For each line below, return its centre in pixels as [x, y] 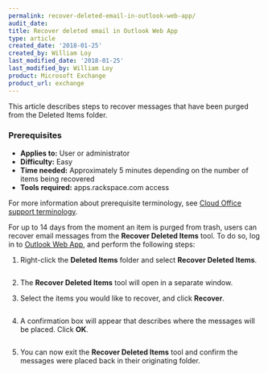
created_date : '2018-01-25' [56, 46]
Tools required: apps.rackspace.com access [95, 187]
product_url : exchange [46, 83]
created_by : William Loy [50, 53]
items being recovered [57, 179]
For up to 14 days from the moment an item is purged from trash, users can [133, 227]
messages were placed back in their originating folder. [110, 360]
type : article [32, 38]
